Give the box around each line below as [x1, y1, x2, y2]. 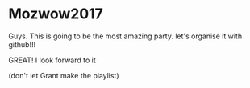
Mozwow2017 [8, 5, 103, 23]
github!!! [8, 39, 36, 49]
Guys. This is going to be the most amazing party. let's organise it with [8, 31, 243, 41]
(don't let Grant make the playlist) [8, 70, 119, 80]
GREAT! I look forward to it [8, 55, 97, 65]
